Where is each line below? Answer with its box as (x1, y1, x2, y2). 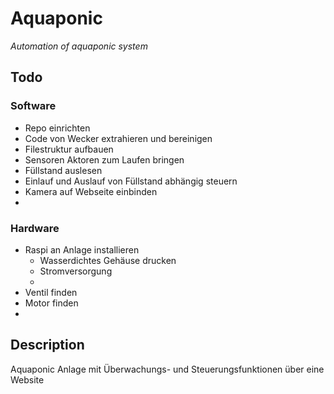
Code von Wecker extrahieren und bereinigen (24, 132, 213, 144)
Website (10, 373, 45, 386)
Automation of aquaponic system (10, 40, 148, 52)
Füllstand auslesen (24, 164, 103, 176)
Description (10, 337, 85, 354)
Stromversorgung (39, 265, 113, 277)
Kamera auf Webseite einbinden (24, 185, 158, 197)
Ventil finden (24, 286, 78, 298)
